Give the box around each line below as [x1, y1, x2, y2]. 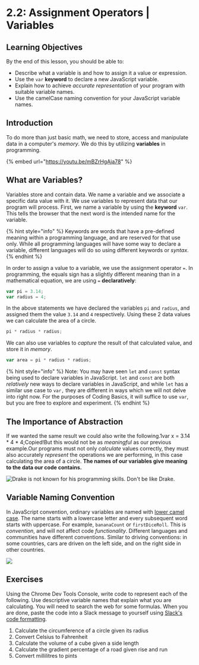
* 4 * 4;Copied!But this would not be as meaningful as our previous [6, 438, 172, 446]
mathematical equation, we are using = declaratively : [6, 276, 137, 284]
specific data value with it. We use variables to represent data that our [6, 197, 178, 204]
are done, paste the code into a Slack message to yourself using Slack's [6, 609, 183, 616]
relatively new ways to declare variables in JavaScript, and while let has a [6, 380, 188, 388]
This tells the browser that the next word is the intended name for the [6, 209, 175, 217]
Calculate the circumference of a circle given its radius [14, 626, 149, 634]
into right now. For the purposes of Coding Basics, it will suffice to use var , [6, 393, 189, 400]
